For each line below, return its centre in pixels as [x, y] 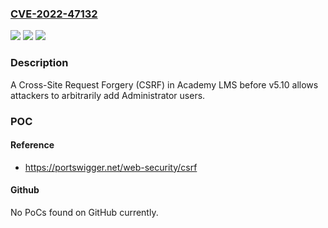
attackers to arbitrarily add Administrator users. [108, 95]
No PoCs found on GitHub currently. [84, 212]
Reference [32, 145]
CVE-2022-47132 [54, 14]
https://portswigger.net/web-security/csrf [111, 167]
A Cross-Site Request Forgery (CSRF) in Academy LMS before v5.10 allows [164, 84]
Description [39, 63]
